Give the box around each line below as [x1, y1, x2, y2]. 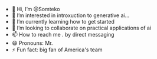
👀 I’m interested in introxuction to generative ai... [11, 12, 130, 19]
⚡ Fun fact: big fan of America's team [11, 46, 103, 53]
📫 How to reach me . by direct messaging [11, 31, 115, 38]
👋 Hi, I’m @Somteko [11, 6, 60, 12]
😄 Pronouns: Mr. [11, 40, 53, 47]
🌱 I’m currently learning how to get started [11, 18, 115, 25]
